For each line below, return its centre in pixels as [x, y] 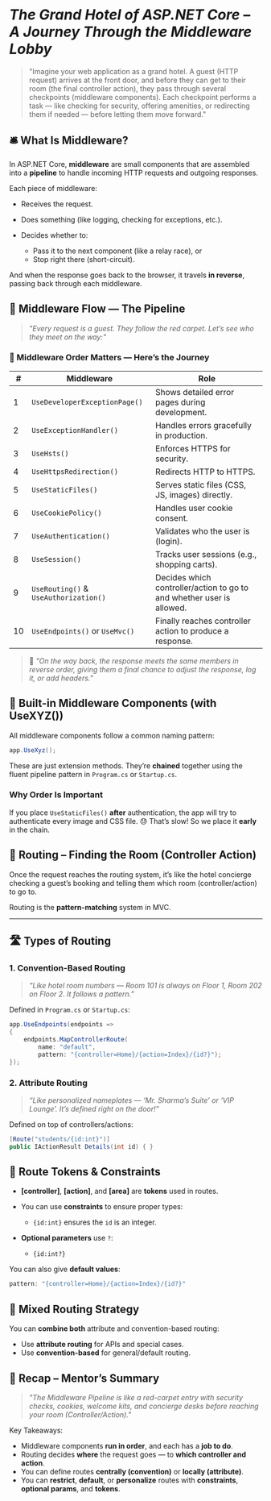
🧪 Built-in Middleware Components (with [113, 703]
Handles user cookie [194, 508]
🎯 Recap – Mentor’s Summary [84, 1378]
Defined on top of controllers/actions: [71, 1124]
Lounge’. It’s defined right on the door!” [94, 1108]
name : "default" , [67, 1047]
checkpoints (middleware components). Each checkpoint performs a [142, 97]
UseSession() [56, 559]
